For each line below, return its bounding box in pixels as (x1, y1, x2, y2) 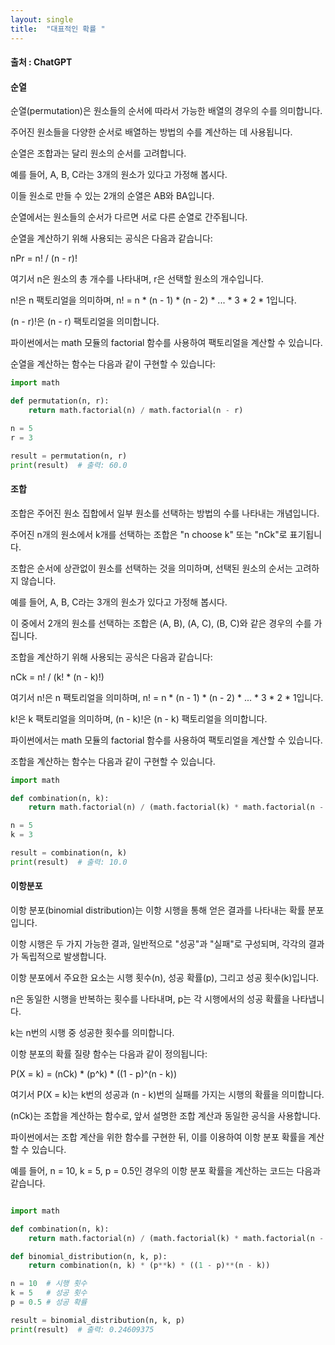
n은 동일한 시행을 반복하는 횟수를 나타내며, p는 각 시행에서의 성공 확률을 (10, 992, 290, 1005)
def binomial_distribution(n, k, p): (10, 1251, 168, 1261)
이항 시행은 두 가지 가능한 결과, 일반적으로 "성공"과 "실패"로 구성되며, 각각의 (10, 937, 307, 950)
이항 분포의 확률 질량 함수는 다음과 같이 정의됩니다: (10, 1047, 208, 1060)
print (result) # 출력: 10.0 (10, 857, 128, 867)
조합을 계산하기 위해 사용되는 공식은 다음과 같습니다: (10, 651, 213, 663)
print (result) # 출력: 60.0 (10, 460, 128, 470)
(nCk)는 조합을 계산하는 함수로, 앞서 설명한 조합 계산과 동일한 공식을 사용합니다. (10, 1109, 321, 1121)
